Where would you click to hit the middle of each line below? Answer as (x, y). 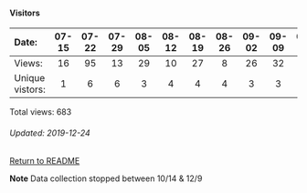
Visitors (25, 13)
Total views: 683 (41, 112)
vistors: (30, 89)
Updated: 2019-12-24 (50, 133)
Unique (30, 78)
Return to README (45, 161)
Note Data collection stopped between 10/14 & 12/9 (106, 178)
